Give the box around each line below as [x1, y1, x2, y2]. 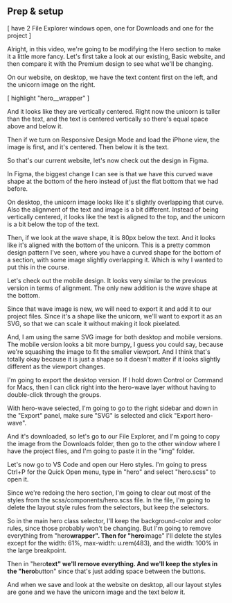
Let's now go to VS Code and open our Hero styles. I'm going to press [7, 460, 208, 468]
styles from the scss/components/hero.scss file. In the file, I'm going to [7, 495, 211, 504]
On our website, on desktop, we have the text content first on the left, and [7, 73, 218, 81]
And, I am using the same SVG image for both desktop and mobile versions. [7, 332, 223, 341]
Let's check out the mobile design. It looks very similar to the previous [7, 276, 208, 284]
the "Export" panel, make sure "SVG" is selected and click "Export [7, 411, 196, 419]
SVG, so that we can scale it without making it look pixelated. [7, 319, 181, 328]
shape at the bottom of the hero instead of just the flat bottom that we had [7, 177, 219, 185]
